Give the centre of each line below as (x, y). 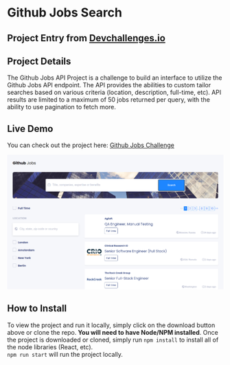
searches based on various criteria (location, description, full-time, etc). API (114, 92)
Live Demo (30, 129)
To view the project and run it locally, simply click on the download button (111, 325)
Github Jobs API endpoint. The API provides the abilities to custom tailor (109, 85)
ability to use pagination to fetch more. (62, 107)
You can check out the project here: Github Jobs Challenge (91, 145)
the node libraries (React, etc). (50, 347)
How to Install (37, 308)
